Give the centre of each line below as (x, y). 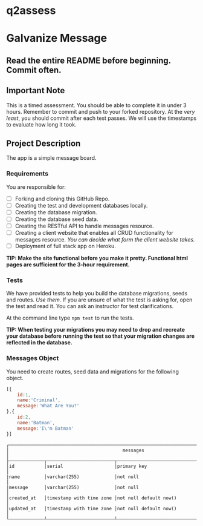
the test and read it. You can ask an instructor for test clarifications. (90, 306)
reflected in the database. (39, 343)
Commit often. (34, 70)
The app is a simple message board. (51, 158)
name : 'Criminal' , (39, 400)
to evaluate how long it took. (41, 124)
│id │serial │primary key (77, 466)
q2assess (31, 11)
